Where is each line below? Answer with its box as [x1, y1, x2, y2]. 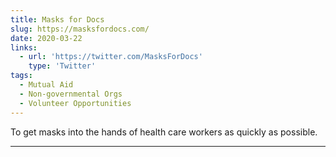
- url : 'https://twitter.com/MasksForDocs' [19, 52, 203, 62]
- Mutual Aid [19, 80, 74, 90]
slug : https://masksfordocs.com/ [10, 24, 150, 34]
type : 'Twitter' [28, 61, 97, 71]
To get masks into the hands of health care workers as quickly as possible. [10, 126, 318, 138]
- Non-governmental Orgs [19, 89, 123, 99]
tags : [10, 71, 33, 81]
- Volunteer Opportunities [19, 98, 132, 108]
